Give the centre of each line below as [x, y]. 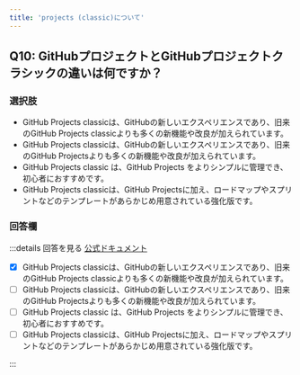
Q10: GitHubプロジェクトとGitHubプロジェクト [141, 56]
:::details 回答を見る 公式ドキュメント [79, 247]
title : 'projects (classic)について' [77, 18]
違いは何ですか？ [115, 73]
